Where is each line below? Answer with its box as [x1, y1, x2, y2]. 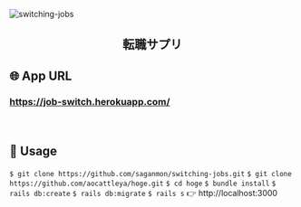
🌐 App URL [9, 68, 73, 83]
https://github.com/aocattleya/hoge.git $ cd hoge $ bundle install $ [9, 179, 277, 188]
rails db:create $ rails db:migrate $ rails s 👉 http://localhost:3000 [9, 187, 278, 198]
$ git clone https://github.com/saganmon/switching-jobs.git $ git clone [9, 169, 292, 178]
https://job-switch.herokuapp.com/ [9, 95, 170, 108]
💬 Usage [9, 144, 57, 159]
